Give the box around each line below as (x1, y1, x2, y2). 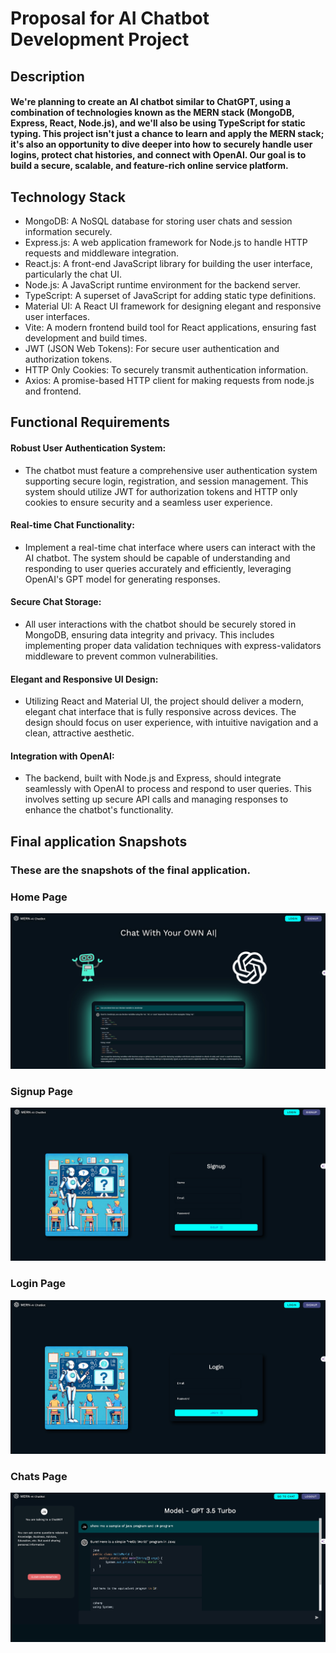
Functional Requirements (10, 414, 170, 431)
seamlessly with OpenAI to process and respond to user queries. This (24, 783, 312, 795)
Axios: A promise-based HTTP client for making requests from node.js (24, 374, 315, 386)
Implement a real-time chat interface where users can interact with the (24, 541, 316, 553)
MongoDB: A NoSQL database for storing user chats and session (24, 215, 293, 227)
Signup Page (10, 1084, 74, 1098)
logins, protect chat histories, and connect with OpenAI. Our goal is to (10, 149, 307, 161)
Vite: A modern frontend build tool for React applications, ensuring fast (24, 321, 317, 333)
